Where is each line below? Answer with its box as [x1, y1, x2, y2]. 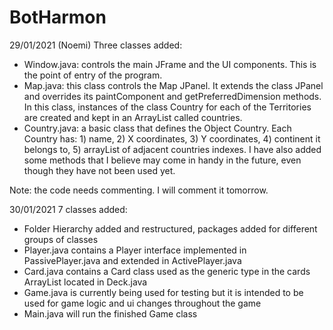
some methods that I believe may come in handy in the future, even [23, 154, 302, 166]
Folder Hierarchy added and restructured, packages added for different [23, 222, 318, 235]
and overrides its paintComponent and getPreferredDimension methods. [23, 90, 322, 102]
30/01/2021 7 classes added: [9, 203, 128, 215]
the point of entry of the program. [23, 69, 163, 81]
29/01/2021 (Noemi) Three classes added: [9, 39, 183, 51]
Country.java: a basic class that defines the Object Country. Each [23, 122, 292, 134]
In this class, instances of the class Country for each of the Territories [23, 101, 312, 113]
